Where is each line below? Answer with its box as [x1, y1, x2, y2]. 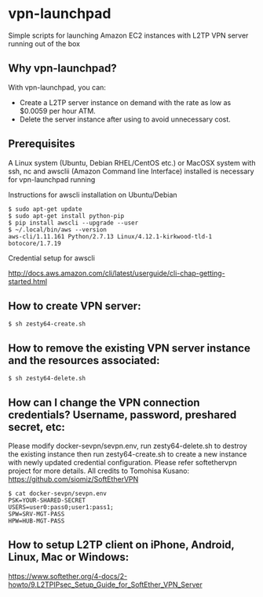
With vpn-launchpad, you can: [8, 82, 106, 92]
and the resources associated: [8, 354, 160, 367]
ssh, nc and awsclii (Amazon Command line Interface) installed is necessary [8, 166, 254, 176]
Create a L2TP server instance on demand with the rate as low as [19, 97, 232, 107]
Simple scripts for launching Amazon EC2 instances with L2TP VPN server [8, 31, 249, 40]
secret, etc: [8, 420, 65, 434]
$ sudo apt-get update [8, 205, 82, 213]
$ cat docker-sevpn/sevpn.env [8, 490, 108, 497]
